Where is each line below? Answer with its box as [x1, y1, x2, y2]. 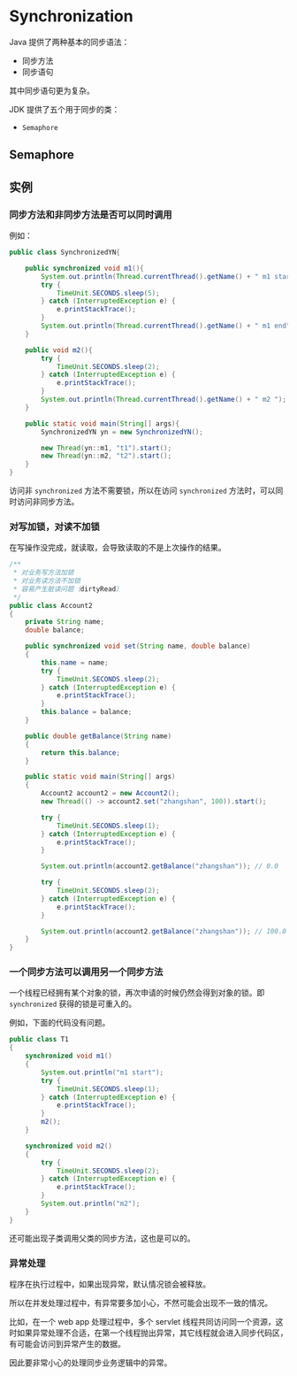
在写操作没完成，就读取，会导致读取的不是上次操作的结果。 [9, 542, 226, 553]
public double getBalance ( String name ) [25, 732, 172, 741]
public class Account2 [9, 601, 93, 610]
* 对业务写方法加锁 [12, 568, 74, 577]
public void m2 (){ [25, 345, 93, 355]
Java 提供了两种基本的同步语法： [9, 36, 130, 47]
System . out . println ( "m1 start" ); [41, 1068, 164, 1077]
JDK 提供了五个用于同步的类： [9, 104, 120, 114]
